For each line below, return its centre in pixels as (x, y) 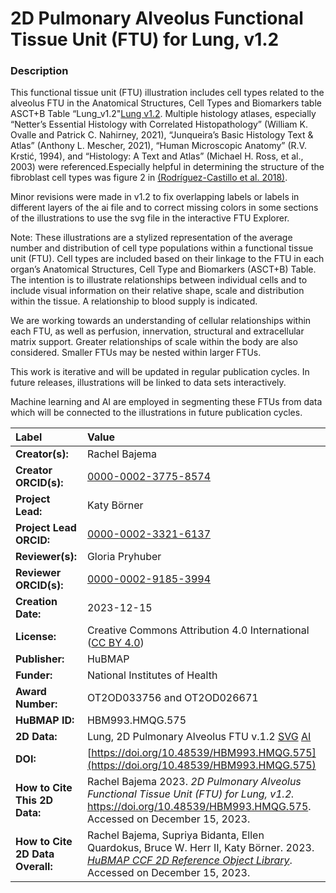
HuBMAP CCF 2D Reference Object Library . (189, 860)
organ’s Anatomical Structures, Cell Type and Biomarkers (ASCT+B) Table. (163, 269)
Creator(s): (42, 454)
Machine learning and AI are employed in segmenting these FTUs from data (166, 402)
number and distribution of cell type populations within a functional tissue (162, 248)
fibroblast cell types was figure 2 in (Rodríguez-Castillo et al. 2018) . (149, 178)
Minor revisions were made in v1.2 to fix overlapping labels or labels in (155, 197)
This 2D (34, 800)
